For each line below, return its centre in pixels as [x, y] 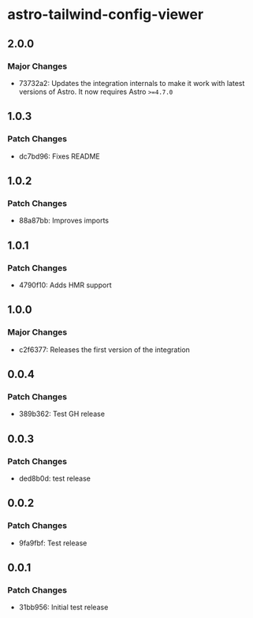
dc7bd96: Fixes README [59, 156]
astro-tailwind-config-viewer [106, 15]
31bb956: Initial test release [63, 607]
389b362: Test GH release [62, 414]
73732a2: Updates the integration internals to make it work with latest [132, 83]
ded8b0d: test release [55, 478]
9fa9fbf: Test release [53, 543]
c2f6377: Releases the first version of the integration [104, 350]
